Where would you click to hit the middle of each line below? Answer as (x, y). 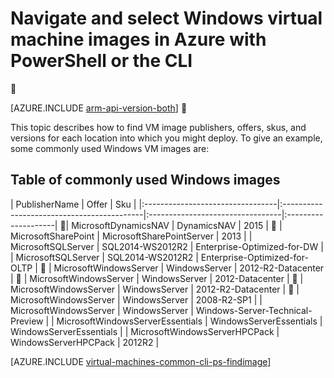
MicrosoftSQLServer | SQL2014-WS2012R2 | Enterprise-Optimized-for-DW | (167, 246)
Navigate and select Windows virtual (166, 18)
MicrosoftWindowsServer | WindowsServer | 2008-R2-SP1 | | (136, 299)
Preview (27, 321)
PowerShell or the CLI (101, 61)
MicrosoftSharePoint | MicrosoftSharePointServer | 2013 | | (131, 236)
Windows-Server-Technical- (254, 310)
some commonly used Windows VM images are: (110, 148)
